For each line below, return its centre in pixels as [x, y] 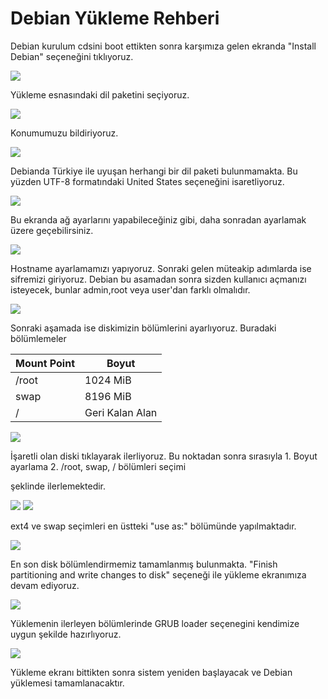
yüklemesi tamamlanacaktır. [67, 683]
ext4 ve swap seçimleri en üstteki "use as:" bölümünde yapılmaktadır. [153, 526]
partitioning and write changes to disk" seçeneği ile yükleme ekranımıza [158, 574]
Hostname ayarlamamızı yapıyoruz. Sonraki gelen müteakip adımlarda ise [161, 268]
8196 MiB [108, 396]
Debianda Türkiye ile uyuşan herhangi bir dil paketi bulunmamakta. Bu [154, 171]
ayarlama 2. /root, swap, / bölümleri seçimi [98, 466]
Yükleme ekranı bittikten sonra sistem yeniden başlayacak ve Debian [151, 672]
